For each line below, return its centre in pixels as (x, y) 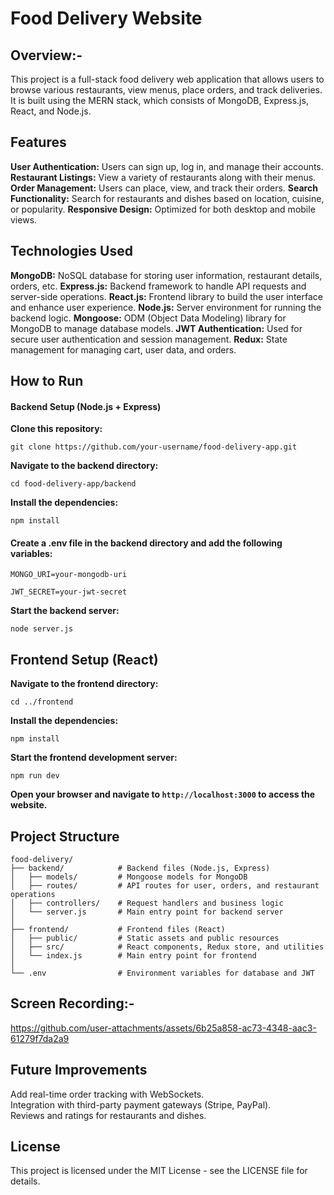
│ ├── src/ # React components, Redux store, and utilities (167, 947)
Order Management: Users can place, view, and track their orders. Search (164, 188)
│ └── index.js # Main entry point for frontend (133, 956)
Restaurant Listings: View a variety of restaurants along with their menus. (163, 177)
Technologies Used (71, 251)
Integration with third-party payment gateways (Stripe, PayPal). (141, 1104)
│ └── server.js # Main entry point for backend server (147, 912)
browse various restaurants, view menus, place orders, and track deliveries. (166, 90)
